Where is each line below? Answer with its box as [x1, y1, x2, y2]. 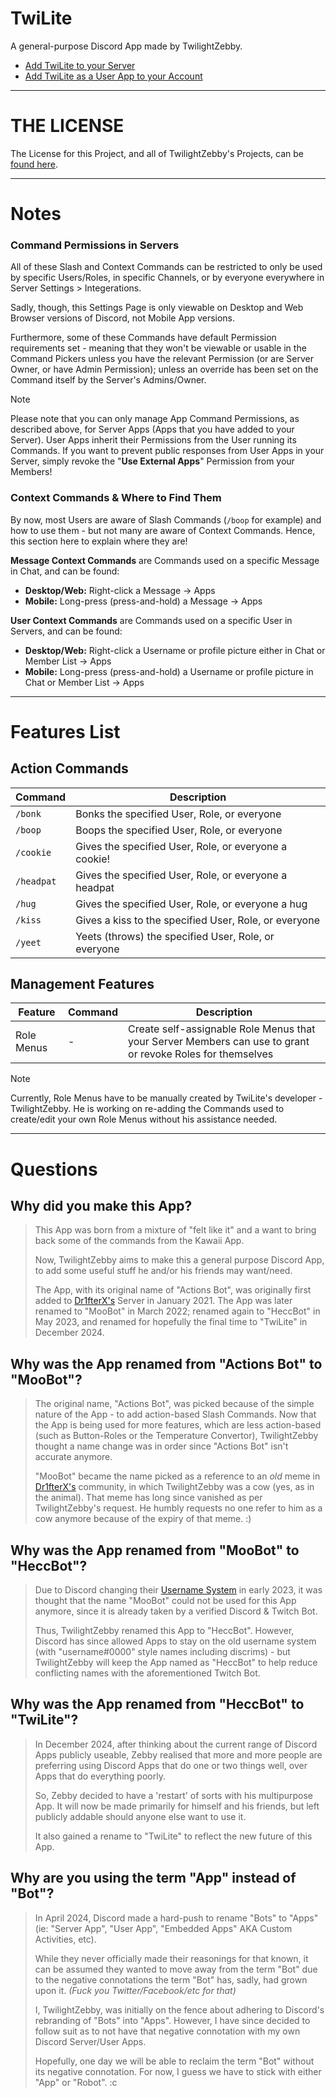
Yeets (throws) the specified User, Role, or [75, 929, 275, 943]
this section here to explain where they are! [10, 535, 188, 547]
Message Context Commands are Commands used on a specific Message [10, 554, 320, 566]
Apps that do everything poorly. [34, 1770, 166, 1782]
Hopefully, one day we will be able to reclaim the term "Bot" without [34, 2055, 315, 2067]
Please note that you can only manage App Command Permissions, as [10, 413, 300, 425]
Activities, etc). [34, 1933, 97, 1945]
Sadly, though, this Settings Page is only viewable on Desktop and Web [10, 302, 304, 314]
